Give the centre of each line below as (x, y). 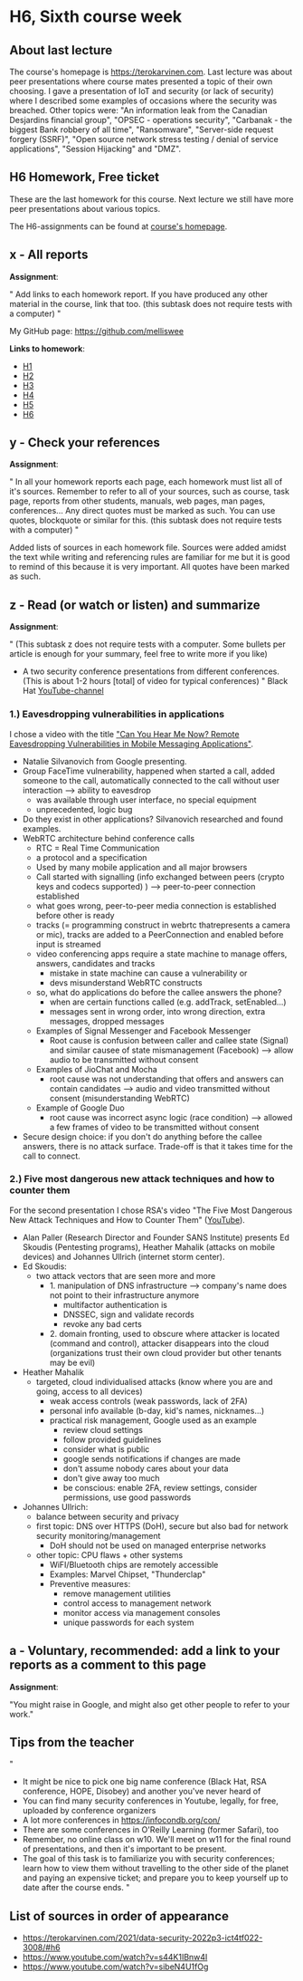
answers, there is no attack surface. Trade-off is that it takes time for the (158, 1146)
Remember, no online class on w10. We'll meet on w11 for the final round (156, 1840)
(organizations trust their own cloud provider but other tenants (166, 1352)
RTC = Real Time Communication (98, 848)
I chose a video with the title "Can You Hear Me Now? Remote (124, 734)
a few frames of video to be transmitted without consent (154, 1127)
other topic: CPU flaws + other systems (109, 1554)
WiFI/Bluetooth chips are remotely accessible (134, 1564)
